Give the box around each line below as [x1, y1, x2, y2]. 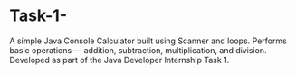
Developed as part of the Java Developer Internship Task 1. [9, 54, 230, 65]
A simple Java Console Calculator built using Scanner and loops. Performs [9, 35, 287, 46]
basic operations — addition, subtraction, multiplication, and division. [9, 44, 267, 55]
